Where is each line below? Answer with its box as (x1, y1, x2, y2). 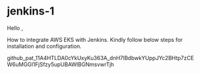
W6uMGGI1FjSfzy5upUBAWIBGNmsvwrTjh (7, 61, 115, 68)
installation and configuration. (7, 42, 82, 50)
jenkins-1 (7, 4, 54, 18)
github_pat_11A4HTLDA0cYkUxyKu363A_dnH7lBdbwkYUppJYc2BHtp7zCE (7, 54, 195, 61)
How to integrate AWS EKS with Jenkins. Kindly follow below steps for (7, 36, 183, 43)
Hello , (7, 24, 23, 32)
